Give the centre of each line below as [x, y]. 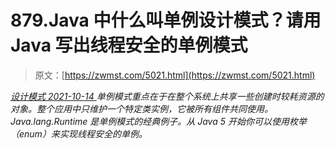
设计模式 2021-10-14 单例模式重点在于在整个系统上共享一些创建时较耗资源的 [167, 96]
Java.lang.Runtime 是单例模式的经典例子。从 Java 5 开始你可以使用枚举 [158, 121]
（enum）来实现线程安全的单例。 [79, 133]
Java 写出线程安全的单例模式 [129, 45]
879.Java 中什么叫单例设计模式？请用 [166, 20]
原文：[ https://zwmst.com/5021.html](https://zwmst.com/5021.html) [175, 75]
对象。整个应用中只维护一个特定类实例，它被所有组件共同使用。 [141, 108]
